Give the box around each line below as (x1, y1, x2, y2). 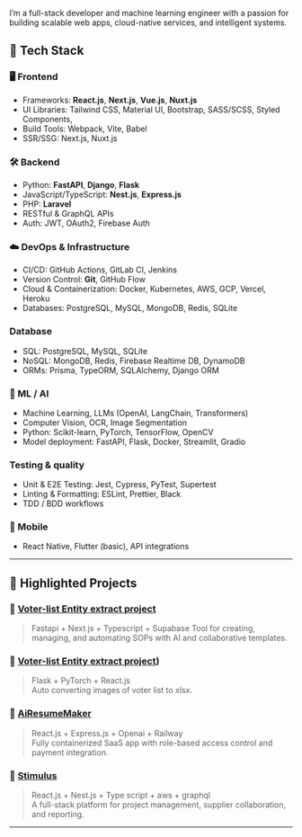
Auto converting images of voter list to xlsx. (31, 685, 193, 696)
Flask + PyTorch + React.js (31, 675, 131, 686)
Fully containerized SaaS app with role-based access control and (31, 737, 273, 748)
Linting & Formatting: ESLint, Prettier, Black (22, 489, 182, 500)
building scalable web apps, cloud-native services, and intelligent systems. (9, 17, 288, 28)
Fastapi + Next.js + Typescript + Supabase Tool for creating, (31, 623, 256, 634)
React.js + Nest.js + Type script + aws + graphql (31, 790, 211, 801)
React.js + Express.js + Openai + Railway (31, 727, 183, 738)
